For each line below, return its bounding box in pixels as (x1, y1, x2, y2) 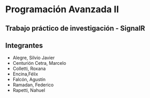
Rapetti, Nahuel (12, 87, 45, 93)
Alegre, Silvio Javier (12, 55, 55, 61)
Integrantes (5, 41, 43, 50)
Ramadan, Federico (12, 82, 54, 88)
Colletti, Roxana (12, 65, 46, 72)
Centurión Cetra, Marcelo (12, 60, 66, 66)
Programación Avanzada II (5, 4, 119, 15)
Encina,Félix (12, 71, 38, 77)
